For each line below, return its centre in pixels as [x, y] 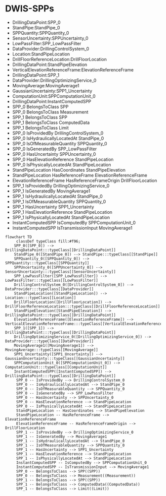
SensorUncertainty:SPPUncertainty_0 [50, 38]
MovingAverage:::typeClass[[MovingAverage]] [52, 350]
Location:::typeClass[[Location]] [41, 298]
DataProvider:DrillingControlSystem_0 [51, 49]
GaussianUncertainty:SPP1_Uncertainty [52, 91]
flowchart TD [19, 237]
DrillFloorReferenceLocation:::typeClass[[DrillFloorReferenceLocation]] [83, 306]
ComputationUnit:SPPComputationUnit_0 [54, 96]
